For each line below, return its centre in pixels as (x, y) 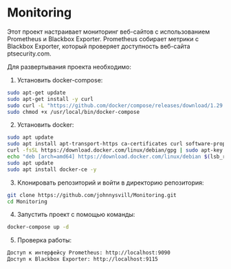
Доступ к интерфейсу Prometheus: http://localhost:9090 (89, 253)
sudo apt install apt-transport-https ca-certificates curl (95, 144)
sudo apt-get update (37, 93)
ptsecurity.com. (29, 54)
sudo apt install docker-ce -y (52, 169)
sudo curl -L (26, 105)
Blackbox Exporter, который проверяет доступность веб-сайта (99, 46)
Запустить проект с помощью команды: (76, 215)
